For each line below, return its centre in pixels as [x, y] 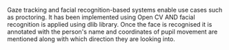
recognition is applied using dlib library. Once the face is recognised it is [110, 24]
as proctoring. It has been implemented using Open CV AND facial [101, 17]
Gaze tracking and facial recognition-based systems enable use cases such [115, 10]
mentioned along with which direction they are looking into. [91, 39]
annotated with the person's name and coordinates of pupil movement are [112, 32]
